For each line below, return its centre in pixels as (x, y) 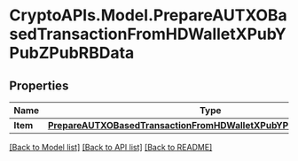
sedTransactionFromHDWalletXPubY (148, 34)
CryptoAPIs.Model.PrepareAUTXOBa (149, 15)
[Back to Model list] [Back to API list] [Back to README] (111, 147)
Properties (39, 85)
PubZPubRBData (72, 53)
